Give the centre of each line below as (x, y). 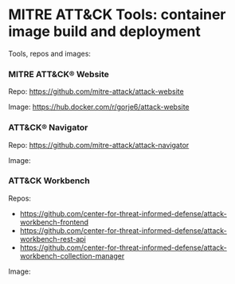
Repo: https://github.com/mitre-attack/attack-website (96, 91)
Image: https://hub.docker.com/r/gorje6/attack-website (99, 107)
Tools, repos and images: (50, 53)
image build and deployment (104, 31)
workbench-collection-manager (72, 255)
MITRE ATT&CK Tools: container (117, 15)
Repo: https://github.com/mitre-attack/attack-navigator (99, 145)
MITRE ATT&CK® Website (59, 74)
